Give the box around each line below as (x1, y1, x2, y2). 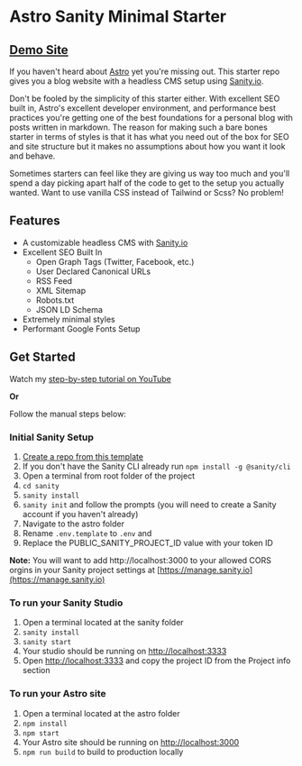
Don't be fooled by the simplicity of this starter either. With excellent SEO (9, 93, 280, 104)
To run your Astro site (9, 688, 106, 700)
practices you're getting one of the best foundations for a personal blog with (9, 113, 293, 123)
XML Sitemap (35, 285, 87, 296)
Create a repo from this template (22, 451, 144, 461)
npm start (22, 728, 60, 738)
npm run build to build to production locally (22, 746, 184, 757)
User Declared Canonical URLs (35, 266, 151, 277)
